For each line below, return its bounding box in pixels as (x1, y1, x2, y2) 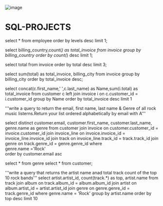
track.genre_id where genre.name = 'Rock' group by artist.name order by (5, 190, 152, 196)
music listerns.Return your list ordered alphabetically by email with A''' (5, 110, 146, 116)
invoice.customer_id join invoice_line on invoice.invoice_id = (5, 130, 126, 136)
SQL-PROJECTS (5, 22, 72, 33)
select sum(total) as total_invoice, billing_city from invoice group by (5, 71, 140, 77)
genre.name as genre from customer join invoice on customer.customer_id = (5, 125, 159, 131)
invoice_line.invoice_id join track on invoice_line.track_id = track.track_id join (5, 135, 159, 141)
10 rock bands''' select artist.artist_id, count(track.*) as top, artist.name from (5, 175, 159, 181)
